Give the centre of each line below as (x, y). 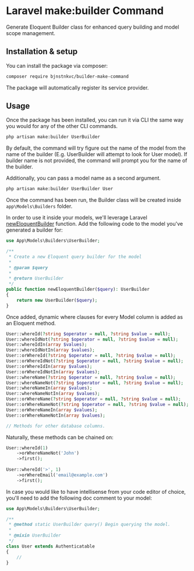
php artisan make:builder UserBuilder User (60, 189)
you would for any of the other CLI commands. (62, 126)
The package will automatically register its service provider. (77, 87)
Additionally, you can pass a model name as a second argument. (84, 178)
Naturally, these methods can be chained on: (60, 437)
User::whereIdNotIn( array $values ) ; (50, 350)
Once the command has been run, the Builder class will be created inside (94, 200)
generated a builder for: (34, 230)
